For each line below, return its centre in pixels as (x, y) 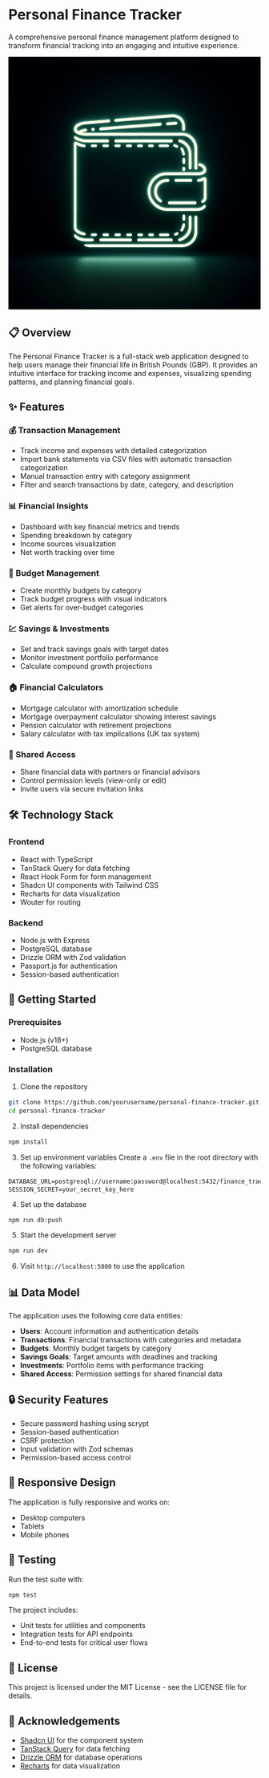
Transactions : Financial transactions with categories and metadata (130, 1340)
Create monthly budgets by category (80, 590)
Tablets (32, 1526)
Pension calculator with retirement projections (96, 725)
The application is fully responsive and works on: (89, 1502)
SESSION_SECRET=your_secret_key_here (71, 1189)
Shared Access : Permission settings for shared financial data (121, 1374)
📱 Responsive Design (62, 1482)
